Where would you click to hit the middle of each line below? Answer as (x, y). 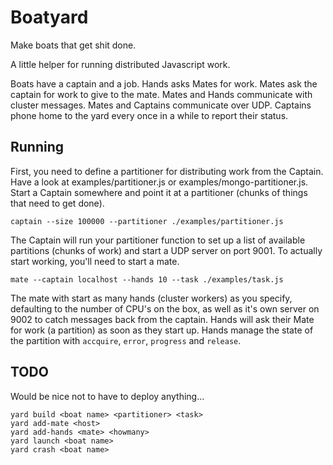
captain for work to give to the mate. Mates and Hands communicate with (161, 94)
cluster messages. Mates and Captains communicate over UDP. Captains (161, 105)
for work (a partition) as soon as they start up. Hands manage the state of (162, 330)
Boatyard (49, 17)
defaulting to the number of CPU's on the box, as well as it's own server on (165, 308)
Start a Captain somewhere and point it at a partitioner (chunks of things (159, 192)
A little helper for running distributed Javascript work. (120, 64)
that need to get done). (57, 203)
